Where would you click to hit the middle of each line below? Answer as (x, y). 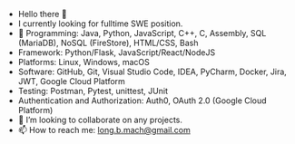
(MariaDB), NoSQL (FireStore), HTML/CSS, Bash (108, 43)
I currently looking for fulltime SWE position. (100, 24)
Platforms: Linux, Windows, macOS (84, 62)
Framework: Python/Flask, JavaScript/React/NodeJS (117, 53)
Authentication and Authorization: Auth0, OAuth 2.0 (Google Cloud (142, 101)
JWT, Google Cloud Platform (71, 81)
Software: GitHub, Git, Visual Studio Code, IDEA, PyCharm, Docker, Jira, (152, 72)
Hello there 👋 (42, 14)
